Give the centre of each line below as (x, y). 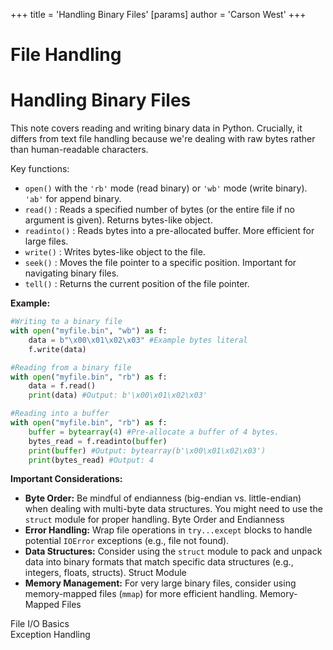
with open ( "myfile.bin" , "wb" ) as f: (89, 331)
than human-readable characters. (79, 150)
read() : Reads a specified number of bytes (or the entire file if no (159, 210)
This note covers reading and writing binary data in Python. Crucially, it (156, 128)
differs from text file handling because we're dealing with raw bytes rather (163, 139)
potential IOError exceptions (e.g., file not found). (127, 541)
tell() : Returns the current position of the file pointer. (137, 284)
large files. (46, 241)
